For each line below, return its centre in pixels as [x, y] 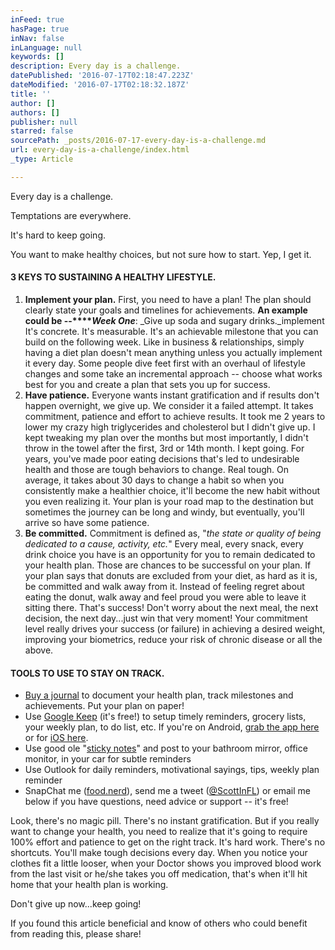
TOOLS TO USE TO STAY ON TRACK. [87, 673]
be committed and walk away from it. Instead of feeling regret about [164, 586]
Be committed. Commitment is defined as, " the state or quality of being [173, 533]
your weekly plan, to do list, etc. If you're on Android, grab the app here [172, 727]
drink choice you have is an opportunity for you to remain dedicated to [170, 554]
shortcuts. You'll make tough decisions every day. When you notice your [159, 853]
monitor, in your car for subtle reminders [108, 759]
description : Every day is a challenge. [96, 66]
